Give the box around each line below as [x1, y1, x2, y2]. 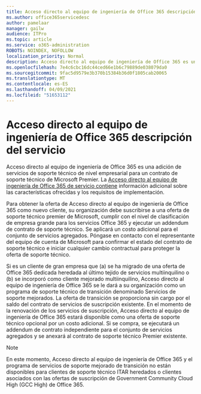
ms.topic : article [6, 36, 52, 42]
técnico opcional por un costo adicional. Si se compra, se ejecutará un [6, 319, 179, 326]
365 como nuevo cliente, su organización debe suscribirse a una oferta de [6, 206, 190, 213]
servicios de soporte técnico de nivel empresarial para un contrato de [6, 169, 178, 176]
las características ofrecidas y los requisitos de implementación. [6, 188, 165, 196]
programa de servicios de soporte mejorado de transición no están [6, 362, 171, 369]
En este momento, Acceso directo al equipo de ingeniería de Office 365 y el [6, 355, 193, 362]
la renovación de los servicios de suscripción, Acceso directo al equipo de [6, 307, 190, 314]
